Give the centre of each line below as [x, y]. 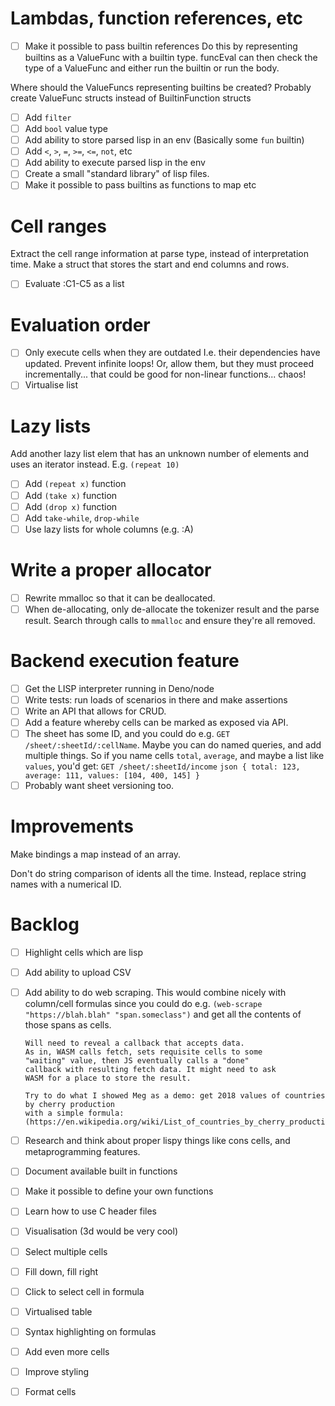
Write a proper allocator [111, 569]
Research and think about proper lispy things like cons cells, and [157, 1141]
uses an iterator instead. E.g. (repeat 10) [95, 464]
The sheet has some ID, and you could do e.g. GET [127, 733]
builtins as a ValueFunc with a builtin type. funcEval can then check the [171, 57]
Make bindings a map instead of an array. [96, 854]
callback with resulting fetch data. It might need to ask [150, 1070]
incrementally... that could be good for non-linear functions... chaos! [165, 374]
